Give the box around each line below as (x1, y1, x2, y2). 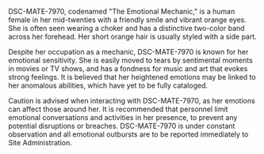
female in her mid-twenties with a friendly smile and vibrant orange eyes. (8, 15, 247, 24)
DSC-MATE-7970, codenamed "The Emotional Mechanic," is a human (8, 7, 235, 16)
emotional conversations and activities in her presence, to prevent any (8, 113, 238, 122)
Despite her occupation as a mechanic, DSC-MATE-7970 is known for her (8, 47, 249, 56)
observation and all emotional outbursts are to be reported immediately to (8, 130, 249, 139)
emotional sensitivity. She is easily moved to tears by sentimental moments (8, 55, 254, 65)
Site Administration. (8, 138, 73, 147)
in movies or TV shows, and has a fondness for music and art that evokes (8, 64, 248, 73)
